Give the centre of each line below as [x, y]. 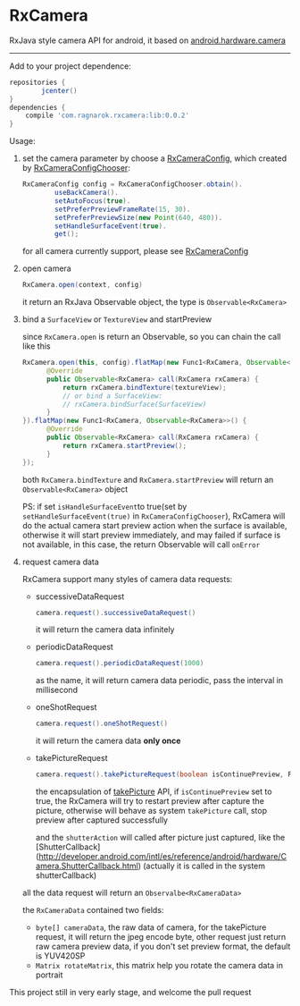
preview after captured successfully [101, 820]
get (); [67, 234]
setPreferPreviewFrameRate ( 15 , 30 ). [123, 209]
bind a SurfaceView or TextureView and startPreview [117, 319]
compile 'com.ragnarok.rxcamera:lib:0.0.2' [108, 116]
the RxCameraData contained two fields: [93, 910]
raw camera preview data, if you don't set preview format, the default [163, 947]
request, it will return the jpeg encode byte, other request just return [161, 937]
